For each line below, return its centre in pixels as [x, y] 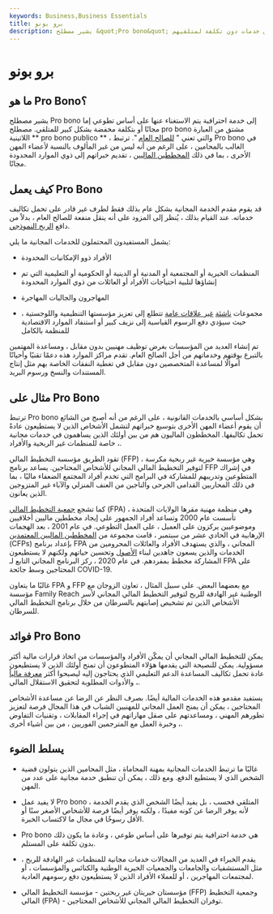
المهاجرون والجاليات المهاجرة [65, 298]
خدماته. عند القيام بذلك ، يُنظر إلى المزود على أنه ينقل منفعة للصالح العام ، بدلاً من [131, 218]
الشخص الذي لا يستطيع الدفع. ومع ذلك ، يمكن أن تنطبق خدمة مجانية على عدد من [142, 777]
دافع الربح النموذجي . [40, 226]
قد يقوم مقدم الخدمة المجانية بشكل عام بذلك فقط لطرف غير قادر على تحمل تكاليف [136, 209]
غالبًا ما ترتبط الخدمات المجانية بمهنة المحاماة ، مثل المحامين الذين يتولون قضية [139, 769]
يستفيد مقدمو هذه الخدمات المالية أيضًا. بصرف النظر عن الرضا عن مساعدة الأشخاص [136, 697]
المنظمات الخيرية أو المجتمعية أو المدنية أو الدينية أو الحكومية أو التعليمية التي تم [140, 274]
